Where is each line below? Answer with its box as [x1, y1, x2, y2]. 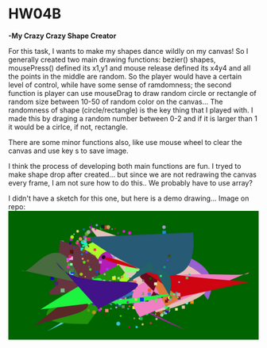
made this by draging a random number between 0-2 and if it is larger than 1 [8, 113, 258, 123]
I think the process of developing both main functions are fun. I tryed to [8, 161, 242, 170]
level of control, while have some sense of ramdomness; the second [8, 80, 232, 90]
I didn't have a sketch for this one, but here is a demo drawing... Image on [8, 193, 250, 203]
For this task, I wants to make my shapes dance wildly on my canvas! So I [8, 46, 249, 55]
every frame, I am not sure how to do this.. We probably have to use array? [8, 178, 253, 187]
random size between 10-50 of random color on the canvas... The [8, 97, 223, 106]
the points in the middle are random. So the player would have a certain [8, 71, 242, 81]
